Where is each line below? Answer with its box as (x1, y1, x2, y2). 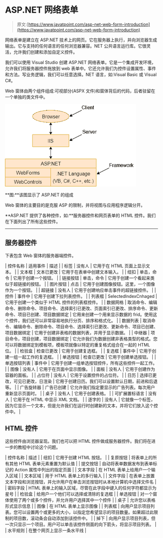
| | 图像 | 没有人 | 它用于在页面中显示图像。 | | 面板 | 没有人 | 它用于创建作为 (5, 366, 155, 372)
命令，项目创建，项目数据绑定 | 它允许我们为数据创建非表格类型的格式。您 (9, 336, 158, 342)
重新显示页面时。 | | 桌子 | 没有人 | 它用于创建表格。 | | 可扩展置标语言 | (5, 390, 147, 396)
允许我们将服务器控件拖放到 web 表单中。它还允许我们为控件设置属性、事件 (5, 65, 156, 71)
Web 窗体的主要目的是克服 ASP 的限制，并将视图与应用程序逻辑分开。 (5, 202, 146, 208)
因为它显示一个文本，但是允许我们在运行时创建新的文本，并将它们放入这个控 (5, 402, 158, 408)
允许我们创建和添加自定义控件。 (13, 49, 78, 55)
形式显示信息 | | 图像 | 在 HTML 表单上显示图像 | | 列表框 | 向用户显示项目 (5, 503, 151, 509)
